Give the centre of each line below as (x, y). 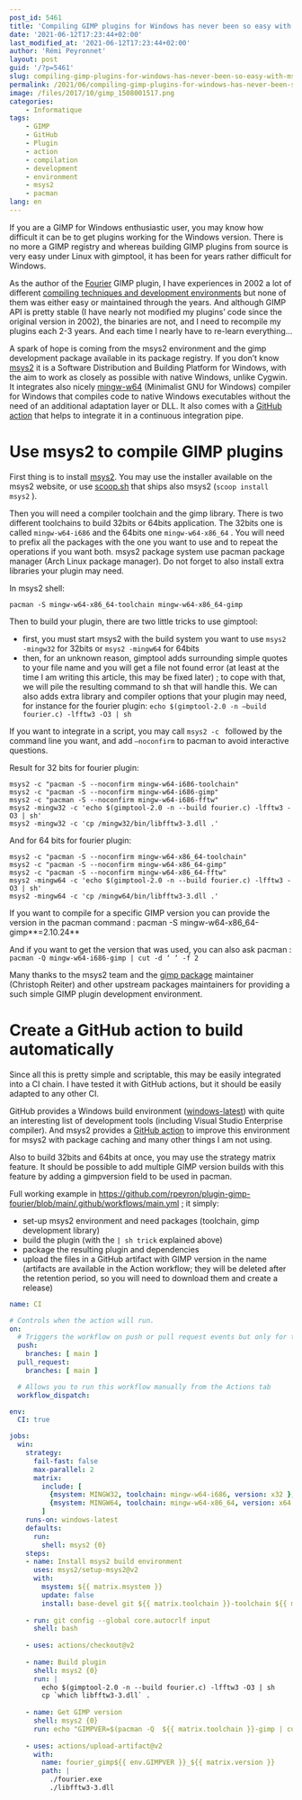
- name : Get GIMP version (74, 1713)
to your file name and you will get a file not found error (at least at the (151, 667)
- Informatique (54, 110)
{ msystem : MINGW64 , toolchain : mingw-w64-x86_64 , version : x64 (170, 1503)
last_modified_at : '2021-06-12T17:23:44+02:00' (100, 43)
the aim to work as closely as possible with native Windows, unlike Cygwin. (148, 377)
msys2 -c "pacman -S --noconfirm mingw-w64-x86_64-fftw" (118, 873)
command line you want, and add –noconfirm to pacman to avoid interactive (149, 740)
